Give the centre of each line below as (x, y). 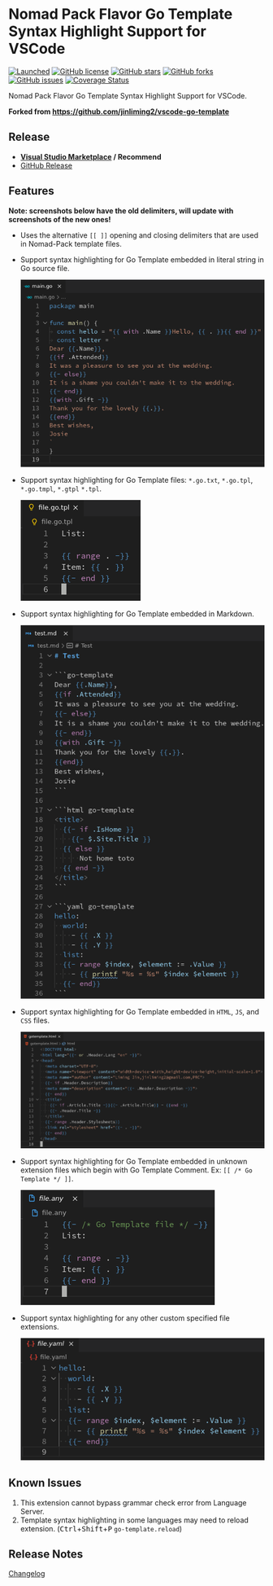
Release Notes (46, 1554)
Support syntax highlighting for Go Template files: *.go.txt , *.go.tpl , (136, 480)
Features (31, 191)
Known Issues (45, 1483)
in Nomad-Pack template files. (71, 243)
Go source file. (45, 268)
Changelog (27, 1574)
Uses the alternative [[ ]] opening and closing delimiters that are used (139, 235)
